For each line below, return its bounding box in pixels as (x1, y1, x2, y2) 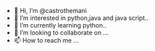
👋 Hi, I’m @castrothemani (13, 7, 87, 14)
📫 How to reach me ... (13, 37, 79, 44)
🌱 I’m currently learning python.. (13, 21, 107, 29)
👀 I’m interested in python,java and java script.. (13, 14, 149, 22)
